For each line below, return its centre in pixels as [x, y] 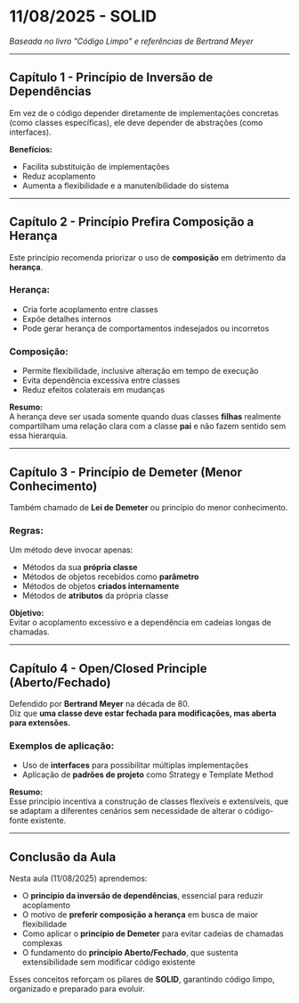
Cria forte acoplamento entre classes [90, 309]
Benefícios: [31, 149]
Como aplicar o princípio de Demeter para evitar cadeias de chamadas [153, 933]
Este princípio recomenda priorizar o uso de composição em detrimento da [148, 257]
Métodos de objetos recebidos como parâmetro [110, 576]
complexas [42, 943]
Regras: [27, 530]
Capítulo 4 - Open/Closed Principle [108, 668]
